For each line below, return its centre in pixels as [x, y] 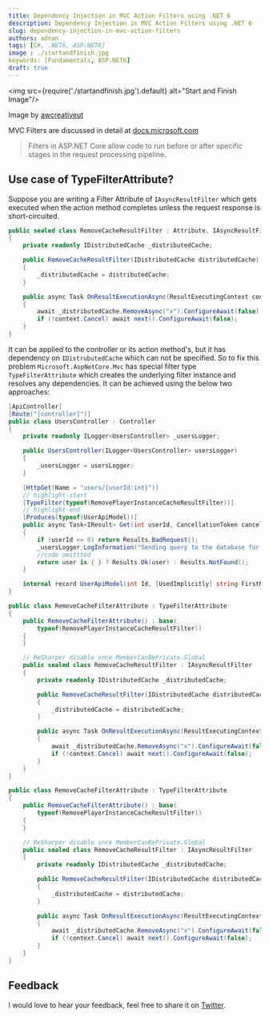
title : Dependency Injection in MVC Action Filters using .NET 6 [119, 16]
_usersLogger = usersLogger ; [86, 466]
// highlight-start [55, 495]
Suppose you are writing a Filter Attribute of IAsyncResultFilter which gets [133, 199]
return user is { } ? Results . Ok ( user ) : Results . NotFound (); [143, 562]
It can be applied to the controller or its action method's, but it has [117, 349]
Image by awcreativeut [46, 115]
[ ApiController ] [35, 406]
